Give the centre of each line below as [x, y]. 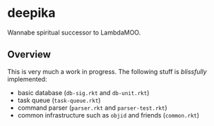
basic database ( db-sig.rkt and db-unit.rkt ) [83, 92]
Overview [29, 55]
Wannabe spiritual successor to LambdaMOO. [74, 32]
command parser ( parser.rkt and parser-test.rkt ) [92, 108]
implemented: [27, 79]
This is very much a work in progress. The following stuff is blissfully [107, 71]
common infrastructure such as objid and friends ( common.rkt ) [108, 115]
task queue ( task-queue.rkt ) [59, 100]
